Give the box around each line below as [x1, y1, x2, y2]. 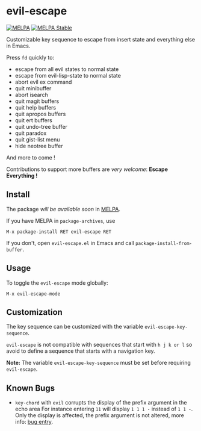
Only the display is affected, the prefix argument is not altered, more [14, 412, 185, 419]
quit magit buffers [14, 98, 60, 105]
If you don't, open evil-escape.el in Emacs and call [6, 239, 134, 246]
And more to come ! [6, 153, 55, 161]
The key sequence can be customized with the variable [6, 323, 143, 330]
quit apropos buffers [14, 110, 66, 117]
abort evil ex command [14, 78, 72, 85]
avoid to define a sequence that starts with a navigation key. [6, 347, 155, 355]
